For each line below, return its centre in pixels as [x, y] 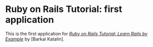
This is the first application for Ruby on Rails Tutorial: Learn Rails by [76, 33]
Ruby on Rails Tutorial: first [64, 9]
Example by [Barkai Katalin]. [35, 39]
